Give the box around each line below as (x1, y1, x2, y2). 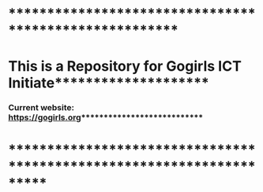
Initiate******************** (8, 74, 209, 92)
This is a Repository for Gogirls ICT (8, 57, 242, 76)
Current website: (8, 102, 75, 113)
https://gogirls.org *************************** (8, 112, 204, 123)
